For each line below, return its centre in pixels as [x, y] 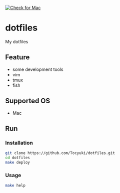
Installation [19, 143]
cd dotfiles [17, 158]
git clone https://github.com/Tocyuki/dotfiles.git [60, 153]
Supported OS [28, 101]
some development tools [38, 69]
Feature [17, 57]
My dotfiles [17, 41]
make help [15, 186]
